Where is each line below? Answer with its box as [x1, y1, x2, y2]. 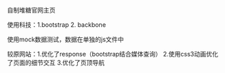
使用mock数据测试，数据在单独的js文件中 [7, 35, 125, 43]
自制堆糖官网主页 [7, 6, 56, 14]
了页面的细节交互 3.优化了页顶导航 [7, 59, 105, 67]
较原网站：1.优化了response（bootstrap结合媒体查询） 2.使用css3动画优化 [7, 50, 219, 58]
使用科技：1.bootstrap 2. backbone [7, 21, 107, 29]
